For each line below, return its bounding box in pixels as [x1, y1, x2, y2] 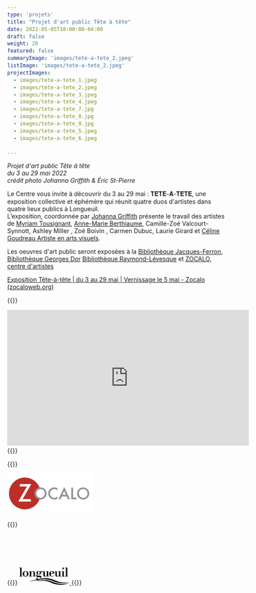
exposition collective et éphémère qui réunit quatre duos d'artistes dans [7, 197, 212, 206]
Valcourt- [181, 219, 209, 228]
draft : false [7, 33, 45, 40]
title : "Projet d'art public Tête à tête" [7, 18, 131, 26]
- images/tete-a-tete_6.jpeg [13, 134, 97, 141]
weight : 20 [7, 40, 39, 48]
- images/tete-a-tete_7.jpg [13, 105, 95, 113]
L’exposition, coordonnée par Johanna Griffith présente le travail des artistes [7, 212, 225, 221]
